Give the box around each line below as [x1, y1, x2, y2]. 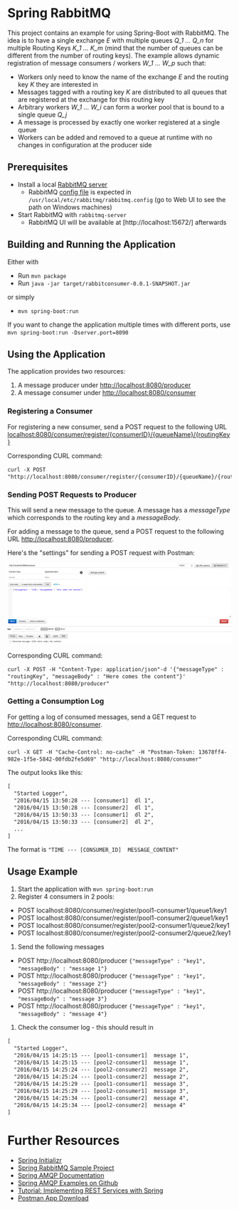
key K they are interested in [17, 80, 98, 88]
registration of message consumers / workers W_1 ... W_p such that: [7, 58, 206, 67]
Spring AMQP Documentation [17, 1171, 105, 1179]
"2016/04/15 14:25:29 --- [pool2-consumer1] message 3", [14, 1087, 190, 1094]
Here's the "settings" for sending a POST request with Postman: [7, 548, 196, 556]
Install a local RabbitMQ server [17, 180, 108, 189]
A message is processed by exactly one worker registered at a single [17, 117, 221, 126]
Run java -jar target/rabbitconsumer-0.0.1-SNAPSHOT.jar [17, 279, 191, 287]
